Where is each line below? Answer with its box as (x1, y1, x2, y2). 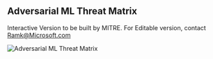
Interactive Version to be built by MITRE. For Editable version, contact (7, 23, 207, 32)
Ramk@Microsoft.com (7, 31, 71, 39)
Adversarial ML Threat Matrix (7, 5, 138, 17)
